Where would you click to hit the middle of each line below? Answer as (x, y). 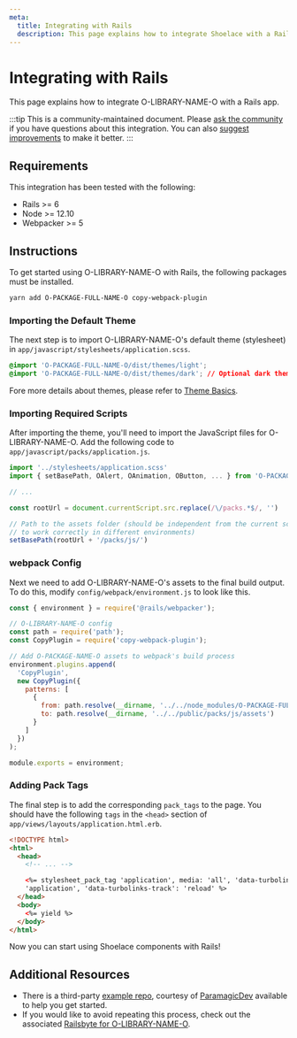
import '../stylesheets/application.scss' (88, 468)
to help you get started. (65, 1005)
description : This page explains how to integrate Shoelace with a (144, 34)
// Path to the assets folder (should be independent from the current (144, 524)
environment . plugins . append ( (63, 665)
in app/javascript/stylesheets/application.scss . (100, 350)
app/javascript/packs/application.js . (80, 451)
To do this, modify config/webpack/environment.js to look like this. (130, 592)
